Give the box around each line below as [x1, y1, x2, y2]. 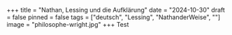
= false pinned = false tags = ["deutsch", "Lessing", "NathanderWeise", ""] [6, 13, 221, 21]
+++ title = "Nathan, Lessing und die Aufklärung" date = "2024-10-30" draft [6, 6, 225, 14]
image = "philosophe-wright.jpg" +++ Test [6, 21, 129, 28]
